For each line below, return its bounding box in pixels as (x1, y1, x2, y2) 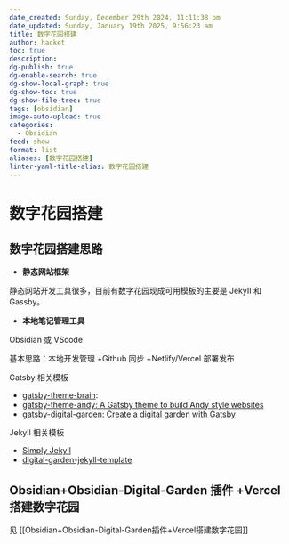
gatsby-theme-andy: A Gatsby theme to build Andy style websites (21, 400, 264, 410)
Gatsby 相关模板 (9, 372, 69, 383)
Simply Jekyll (21, 445, 71, 456)
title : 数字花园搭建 (9, 29, 77, 38)
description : (9, 54, 58, 63)
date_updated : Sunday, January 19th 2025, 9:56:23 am (9, 21, 213, 30)
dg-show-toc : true (9, 87, 77, 96)
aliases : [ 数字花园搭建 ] (9, 153, 93, 163)
